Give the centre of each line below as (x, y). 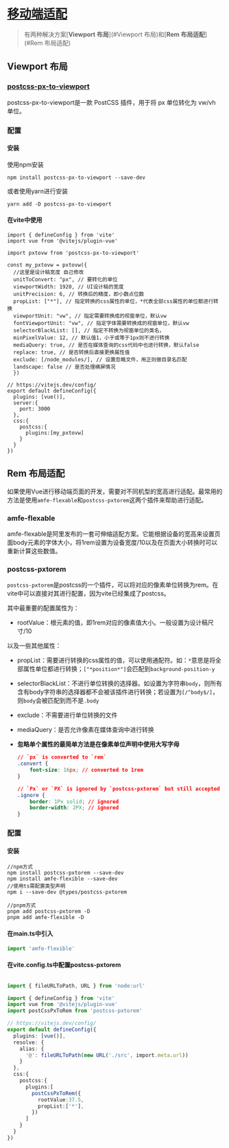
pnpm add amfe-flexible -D (46, 918)
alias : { (32, 1049)
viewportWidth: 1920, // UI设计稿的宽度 (69, 286)
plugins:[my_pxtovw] (55, 432)
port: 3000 (35, 408)
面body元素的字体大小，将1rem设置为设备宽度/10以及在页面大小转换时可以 (112, 543)
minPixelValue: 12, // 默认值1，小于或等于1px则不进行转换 (92, 338)
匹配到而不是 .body (73, 700)
